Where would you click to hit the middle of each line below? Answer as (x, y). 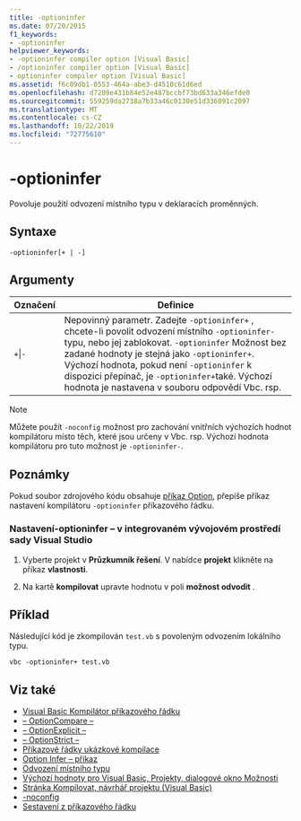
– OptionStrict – (51, 740)
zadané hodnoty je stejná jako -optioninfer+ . (159, 354)
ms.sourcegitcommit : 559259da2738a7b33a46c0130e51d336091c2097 (130, 101)
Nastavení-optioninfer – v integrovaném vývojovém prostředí (145, 528)
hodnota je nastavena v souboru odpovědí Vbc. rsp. (173, 388)
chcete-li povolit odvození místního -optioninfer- (170, 331)
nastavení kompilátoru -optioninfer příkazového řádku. (112, 506)
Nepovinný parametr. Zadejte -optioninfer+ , (159, 320)
